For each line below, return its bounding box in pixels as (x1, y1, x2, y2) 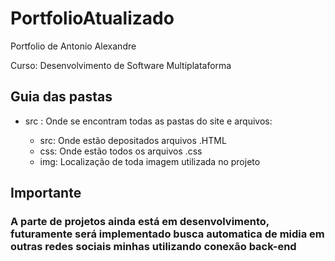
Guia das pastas (10, 88, 113, 106)
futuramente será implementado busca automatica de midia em (10, 227, 325, 241)
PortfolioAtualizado (10, 7, 175, 30)
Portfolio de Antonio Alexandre (10, 40, 137, 52)
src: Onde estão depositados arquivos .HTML (39, 134, 227, 146)
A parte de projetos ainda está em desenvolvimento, (10, 215, 270, 229)
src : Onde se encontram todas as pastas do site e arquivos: (24, 115, 273, 127)
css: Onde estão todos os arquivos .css (39, 145, 203, 157)
